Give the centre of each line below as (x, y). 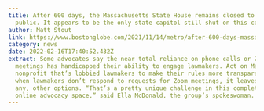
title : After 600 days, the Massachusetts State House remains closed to (132, 15)
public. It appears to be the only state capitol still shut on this (131, 23)
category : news (33, 45)
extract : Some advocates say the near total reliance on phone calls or (130, 59)
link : (17, 37)
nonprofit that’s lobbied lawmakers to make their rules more (119, 73)
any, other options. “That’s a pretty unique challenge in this (123, 88)
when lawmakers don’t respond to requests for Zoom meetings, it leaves (137, 81)
